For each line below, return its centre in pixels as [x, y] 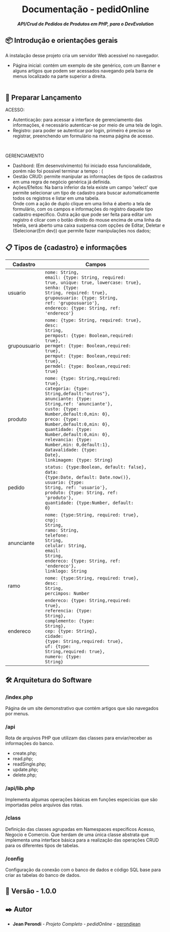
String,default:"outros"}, [78, 394]
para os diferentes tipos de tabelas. [42, 845]
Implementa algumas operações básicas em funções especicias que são [81, 799]
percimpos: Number [67, 594]
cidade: [54, 636]
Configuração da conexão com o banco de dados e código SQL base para [83, 870]
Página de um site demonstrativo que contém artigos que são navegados [82, 708]
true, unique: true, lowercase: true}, [93, 283]
